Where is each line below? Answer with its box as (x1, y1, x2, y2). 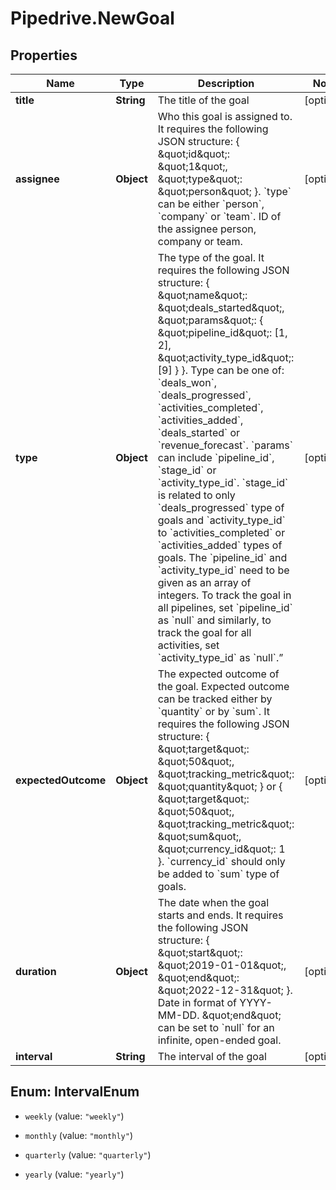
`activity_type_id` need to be (157, 563, 290, 577)
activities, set (157, 638, 220, 652)
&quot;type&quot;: (157, 172, 243, 186)
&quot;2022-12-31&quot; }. (157, 983, 293, 997)
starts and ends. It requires (157, 908, 284, 922)
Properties (10, 47, 78, 64)
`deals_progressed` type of (157, 501, 285, 514)
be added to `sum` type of (157, 867, 280, 881)
